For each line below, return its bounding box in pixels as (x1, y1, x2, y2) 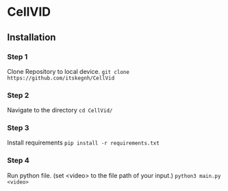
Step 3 (7, 123, 29, 133)
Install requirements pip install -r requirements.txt (7, 138, 160, 147)
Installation (7, 31, 56, 43)
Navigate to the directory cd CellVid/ (7, 106, 113, 114)
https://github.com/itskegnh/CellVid (7, 75, 115, 81)
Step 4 (7, 155, 29, 165)
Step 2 (7, 90, 29, 100)
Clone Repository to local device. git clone (7, 67, 130, 75)
